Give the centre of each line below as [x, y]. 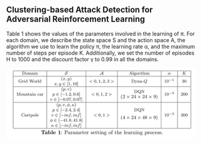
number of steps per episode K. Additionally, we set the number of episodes [100, 53]
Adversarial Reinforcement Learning [76, 19]
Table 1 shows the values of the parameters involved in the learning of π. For [100, 34]
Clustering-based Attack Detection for [79, 10]
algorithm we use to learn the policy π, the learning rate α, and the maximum [100, 46]
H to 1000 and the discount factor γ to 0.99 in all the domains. [82, 59]
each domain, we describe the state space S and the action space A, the [96, 40]
